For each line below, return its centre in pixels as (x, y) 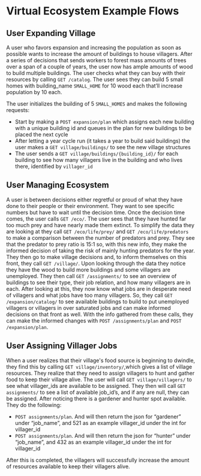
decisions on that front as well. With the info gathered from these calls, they (100, 314)
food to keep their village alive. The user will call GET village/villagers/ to (99, 379)
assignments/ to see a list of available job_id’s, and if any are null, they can (98, 392)
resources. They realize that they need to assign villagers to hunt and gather (100, 373)
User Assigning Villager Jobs (62, 346)
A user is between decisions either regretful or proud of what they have (94, 200)
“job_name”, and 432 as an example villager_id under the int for (93, 442)
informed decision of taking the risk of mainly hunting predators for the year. (100, 251)
